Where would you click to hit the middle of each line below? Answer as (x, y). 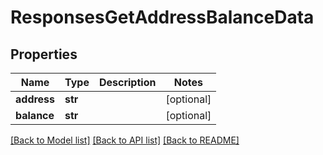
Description (127, 82)
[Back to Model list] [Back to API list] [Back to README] (125, 140)
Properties (44, 54)
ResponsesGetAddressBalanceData (162, 17)
